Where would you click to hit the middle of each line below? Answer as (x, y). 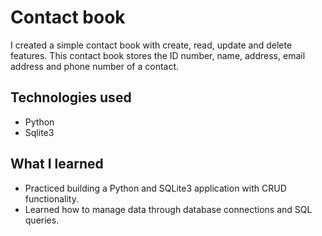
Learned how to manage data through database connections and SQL (168, 209)
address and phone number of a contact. (95, 66)
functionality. (51, 198)
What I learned (57, 164)
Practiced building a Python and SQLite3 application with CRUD (155, 188)
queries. (42, 220)
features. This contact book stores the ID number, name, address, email (158, 55)
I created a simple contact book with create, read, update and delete (151, 45)
